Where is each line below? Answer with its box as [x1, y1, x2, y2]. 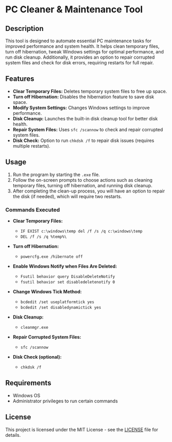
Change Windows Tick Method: [12, 288, 82, 294]
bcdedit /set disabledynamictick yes [20, 305, 102, 310]
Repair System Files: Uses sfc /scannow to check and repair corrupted [12, 126, 163, 132]
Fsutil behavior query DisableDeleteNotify [20, 274, 116, 279]
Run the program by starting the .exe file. [12, 171, 100, 178]
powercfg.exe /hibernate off [20, 254, 83, 259]
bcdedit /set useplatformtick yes [20, 299, 94, 305]
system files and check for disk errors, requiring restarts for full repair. [5, 60, 154, 65]
